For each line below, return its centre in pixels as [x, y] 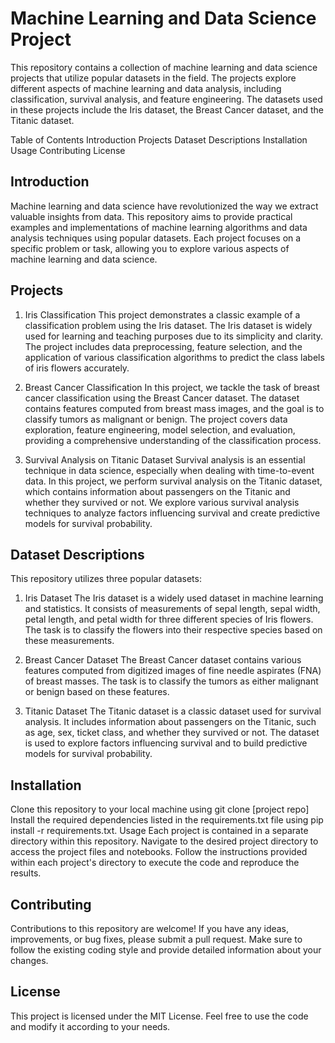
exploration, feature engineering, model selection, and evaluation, [160, 429]
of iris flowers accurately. [77, 368]
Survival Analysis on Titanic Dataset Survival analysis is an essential [165, 459]
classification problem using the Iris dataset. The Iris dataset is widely [168, 325]
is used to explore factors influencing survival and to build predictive [166, 743]
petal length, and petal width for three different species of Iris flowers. [169, 619]
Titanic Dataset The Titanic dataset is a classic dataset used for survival [173, 711]
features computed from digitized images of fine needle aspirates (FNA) [173, 671]
